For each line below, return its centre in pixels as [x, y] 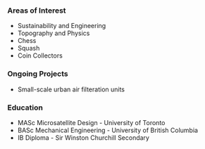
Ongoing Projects [38, 74]
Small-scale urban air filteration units [71, 89]
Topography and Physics [54, 33]
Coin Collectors [40, 56]
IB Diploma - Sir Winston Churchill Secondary [83, 137]
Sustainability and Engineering [62, 26]
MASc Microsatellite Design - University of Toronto [91, 122]
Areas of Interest [37, 11]
